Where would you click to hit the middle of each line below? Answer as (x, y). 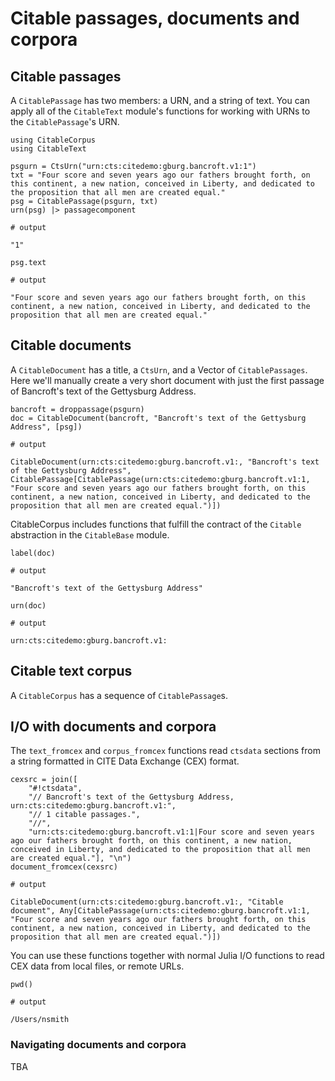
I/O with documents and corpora (113, 727)
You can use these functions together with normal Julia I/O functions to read (167, 956)
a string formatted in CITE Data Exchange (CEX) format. (125, 761)
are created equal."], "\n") (71, 858)
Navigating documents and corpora (98, 1045)
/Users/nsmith (40, 1020)
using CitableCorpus (53, 140)
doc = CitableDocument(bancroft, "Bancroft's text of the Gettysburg (158, 418)
